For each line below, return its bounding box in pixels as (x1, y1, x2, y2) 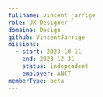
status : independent (22, 63, 89, 70)
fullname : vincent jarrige (8, 11, 96, 20)
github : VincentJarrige (8, 33, 86, 41)
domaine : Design (8, 26, 61, 34)
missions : (8, 41, 41, 48)
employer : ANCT (22, 70, 72, 77)
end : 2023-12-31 (22, 56, 76, 63)
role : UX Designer (8, 19, 68, 27)
